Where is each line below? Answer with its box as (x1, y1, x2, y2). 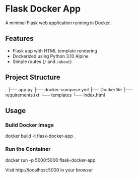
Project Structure (5, 73, 60, 82)
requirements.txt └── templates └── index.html (5, 92, 105, 98)
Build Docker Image (5, 122, 54, 129)
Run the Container (5, 146, 51, 153)
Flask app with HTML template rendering (12, 47, 97, 53)
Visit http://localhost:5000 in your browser (5, 167, 93, 173)
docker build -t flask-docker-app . (5, 133, 76, 139)
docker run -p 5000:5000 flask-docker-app (5, 157, 96, 163)
